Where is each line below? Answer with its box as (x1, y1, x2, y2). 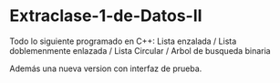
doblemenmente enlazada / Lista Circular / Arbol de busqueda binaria (9, 45, 271, 56)
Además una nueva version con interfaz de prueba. (9, 63, 202, 74)
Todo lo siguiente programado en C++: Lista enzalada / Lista (9, 36, 237, 47)
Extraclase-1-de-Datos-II (9, 5, 202, 26)
